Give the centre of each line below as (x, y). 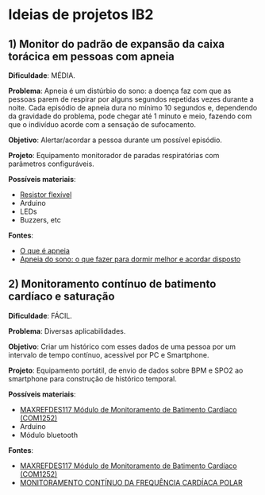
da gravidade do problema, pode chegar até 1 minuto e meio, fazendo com (130, 116)
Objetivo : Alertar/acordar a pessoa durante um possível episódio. (115, 140)
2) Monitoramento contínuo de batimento (112, 284)
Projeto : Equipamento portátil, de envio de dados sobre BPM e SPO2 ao (126, 370)
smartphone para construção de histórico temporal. (92, 378)
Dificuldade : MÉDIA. (42, 75)
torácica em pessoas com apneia (91, 56)
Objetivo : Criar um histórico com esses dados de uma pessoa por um (122, 346)
